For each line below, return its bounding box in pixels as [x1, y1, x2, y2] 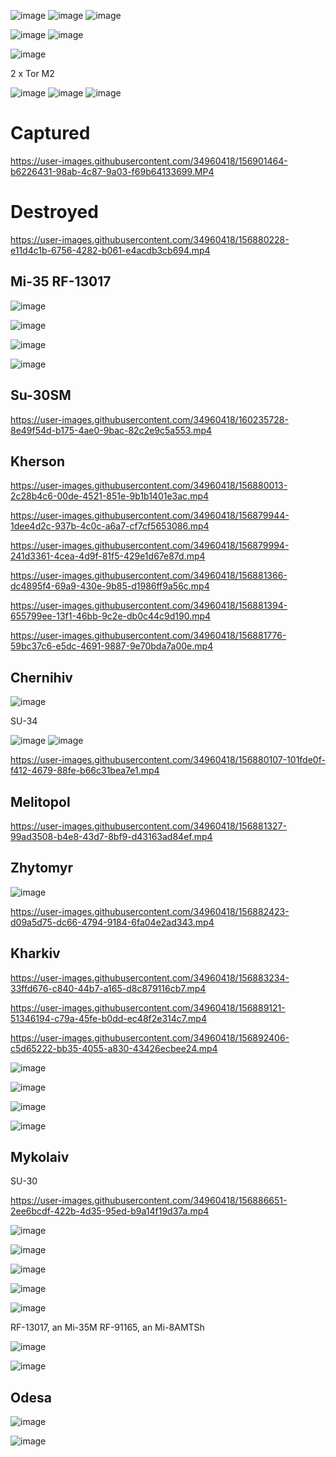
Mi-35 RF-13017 [10, 273, 112, 290]
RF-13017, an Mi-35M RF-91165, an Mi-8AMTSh [10, 1321, 205, 1334]
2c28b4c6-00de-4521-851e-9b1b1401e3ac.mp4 [10, 490, 210, 502]
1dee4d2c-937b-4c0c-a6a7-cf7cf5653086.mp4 [10, 520, 210, 532]
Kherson [10, 453, 65, 470]
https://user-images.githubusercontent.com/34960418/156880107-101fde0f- [10, 754, 326, 766]
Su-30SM [10, 387, 72, 404]
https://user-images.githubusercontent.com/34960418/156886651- [10, 1195, 288, 1207]
